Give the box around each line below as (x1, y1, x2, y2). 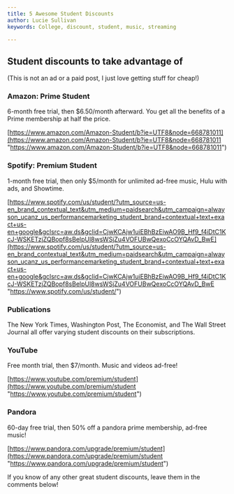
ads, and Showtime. (7, 184, 64, 193)
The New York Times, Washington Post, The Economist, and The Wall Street (7, 320, 226, 329)
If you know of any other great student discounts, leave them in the (7, 472, 200, 481)
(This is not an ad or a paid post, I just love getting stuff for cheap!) (7, 74, 200, 83)
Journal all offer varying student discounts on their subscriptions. (7, 328, 196, 336)
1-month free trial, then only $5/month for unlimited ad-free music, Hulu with (7, 177, 228, 185)
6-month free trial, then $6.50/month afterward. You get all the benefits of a (7, 107, 226, 116)
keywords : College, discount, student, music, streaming (7, 23, 177, 30)
